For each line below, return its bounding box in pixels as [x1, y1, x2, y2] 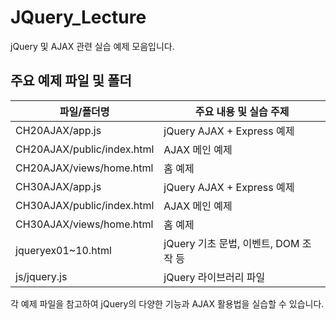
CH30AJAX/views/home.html [15, 217, 154, 231]
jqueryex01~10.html [15, 243, 112, 257]
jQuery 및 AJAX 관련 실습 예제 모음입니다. [10, 40, 175, 52]
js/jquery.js [15, 269, 68, 283]
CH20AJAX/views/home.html [15, 161, 154, 175]
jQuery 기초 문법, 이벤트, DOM [163, 236, 300, 250]
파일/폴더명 [59, 104, 110, 118]
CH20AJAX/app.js [15, 123, 102, 137]
